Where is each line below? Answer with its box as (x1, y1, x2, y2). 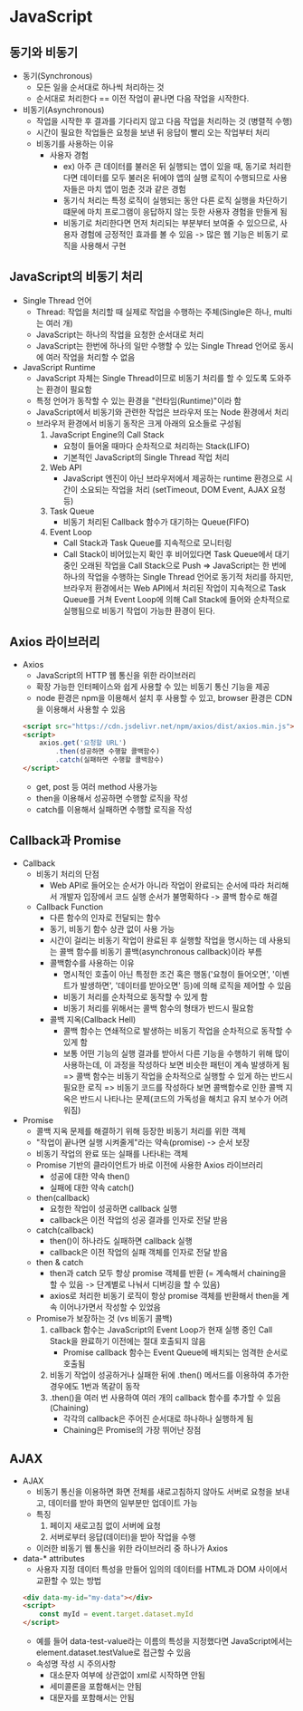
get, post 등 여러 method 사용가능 (35, 781, 158, 792)
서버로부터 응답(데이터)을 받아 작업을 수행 (49, 1531, 196, 1542)
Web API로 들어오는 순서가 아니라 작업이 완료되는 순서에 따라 (49, 880, 265, 890)
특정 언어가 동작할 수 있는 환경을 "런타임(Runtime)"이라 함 (35, 395, 241, 406)
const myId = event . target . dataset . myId (39, 1610, 194, 1619)
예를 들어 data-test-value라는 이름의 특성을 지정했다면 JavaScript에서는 (35, 1636, 293, 1646)
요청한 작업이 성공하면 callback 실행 (49, 1203, 178, 1214)
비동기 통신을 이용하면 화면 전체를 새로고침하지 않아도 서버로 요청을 (35, 1485, 273, 1496)
